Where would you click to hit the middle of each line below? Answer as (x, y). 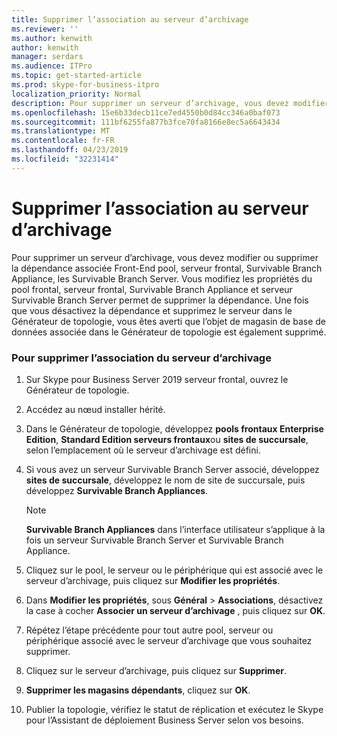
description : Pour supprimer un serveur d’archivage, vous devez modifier (170, 103)
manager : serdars (47, 57)
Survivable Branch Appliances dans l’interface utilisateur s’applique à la (175, 529)
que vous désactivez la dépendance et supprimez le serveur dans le (152, 310)
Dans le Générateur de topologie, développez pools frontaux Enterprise (174, 428)
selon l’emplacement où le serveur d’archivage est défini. (143, 450)
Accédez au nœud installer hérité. (95, 409)
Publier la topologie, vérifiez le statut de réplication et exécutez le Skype (174, 709)
